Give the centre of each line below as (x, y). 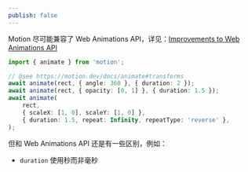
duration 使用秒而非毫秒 (59, 160)
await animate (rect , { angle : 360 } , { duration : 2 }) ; (101, 83)
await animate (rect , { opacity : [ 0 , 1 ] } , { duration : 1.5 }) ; (114, 91)
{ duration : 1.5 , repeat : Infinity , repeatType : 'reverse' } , (126, 120)
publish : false (33, 15)
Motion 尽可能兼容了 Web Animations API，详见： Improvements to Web (124, 38)
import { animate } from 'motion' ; (66, 62)
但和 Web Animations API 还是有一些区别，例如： (88, 143)
